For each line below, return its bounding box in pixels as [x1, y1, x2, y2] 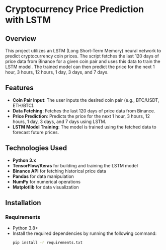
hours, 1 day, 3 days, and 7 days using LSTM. [12, 118, 107, 124]
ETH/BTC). [12, 102, 35, 108]
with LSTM [5, 14, 51, 26]
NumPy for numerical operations [12, 178, 81, 184]
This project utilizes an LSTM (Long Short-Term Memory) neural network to [5, 48, 161, 53]
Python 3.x [12, 157, 36, 163]
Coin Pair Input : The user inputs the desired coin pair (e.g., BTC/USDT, [12, 97, 159, 103]
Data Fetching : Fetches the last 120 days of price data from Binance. [12, 107, 155, 114]
